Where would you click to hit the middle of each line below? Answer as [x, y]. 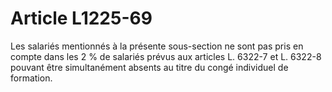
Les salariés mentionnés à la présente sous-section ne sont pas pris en [157, 46]
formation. [31, 78]
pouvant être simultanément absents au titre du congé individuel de [149, 67]
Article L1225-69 [81, 18]
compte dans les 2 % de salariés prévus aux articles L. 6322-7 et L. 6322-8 [166, 56]
